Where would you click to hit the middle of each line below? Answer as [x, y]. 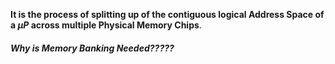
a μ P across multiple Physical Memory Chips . [106, 25]
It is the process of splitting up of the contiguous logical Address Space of [167, 14]
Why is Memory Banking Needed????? [92, 48]
